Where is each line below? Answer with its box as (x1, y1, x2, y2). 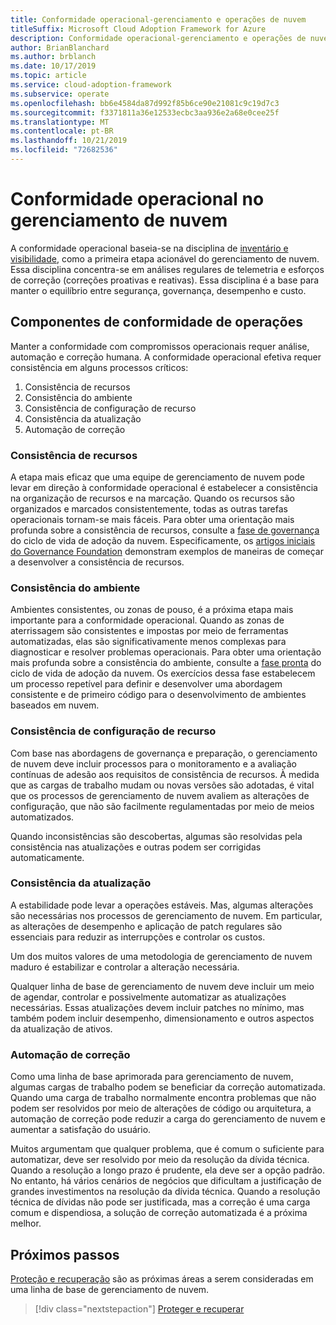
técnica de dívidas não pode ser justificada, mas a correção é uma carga (10, 1196, 311, 1208)
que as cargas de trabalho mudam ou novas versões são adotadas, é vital (10, 779, 315, 791)
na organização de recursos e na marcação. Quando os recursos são (10, 492, 295, 504)
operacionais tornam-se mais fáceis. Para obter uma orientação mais (10, 513, 295, 525)
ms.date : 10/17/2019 (10, 61, 97, 71)
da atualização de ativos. (10, 1022, 113, 1035)
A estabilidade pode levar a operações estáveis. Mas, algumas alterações (10, 899, 314, 911)
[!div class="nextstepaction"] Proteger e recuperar (34, 1302, 245, 1315)
